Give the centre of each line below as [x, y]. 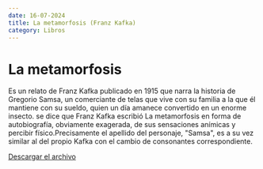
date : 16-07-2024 [37, 15]
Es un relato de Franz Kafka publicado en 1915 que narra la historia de [122, 91]
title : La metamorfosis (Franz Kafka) [72, 23]
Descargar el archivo [42, 157]
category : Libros [37, 30]
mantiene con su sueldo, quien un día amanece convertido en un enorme [128, 108]
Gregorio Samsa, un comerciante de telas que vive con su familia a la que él [132, 100]
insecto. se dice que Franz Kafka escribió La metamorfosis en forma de [125, 116]
